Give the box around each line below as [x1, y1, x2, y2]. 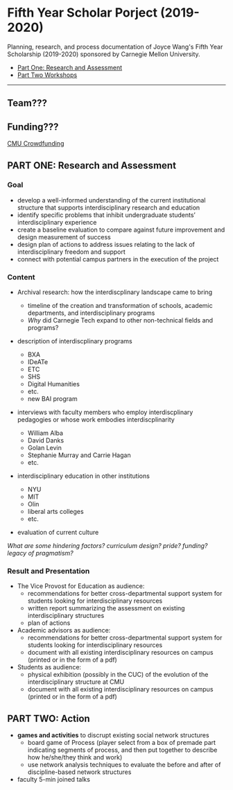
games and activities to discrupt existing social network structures [17, 731, 209, 739]
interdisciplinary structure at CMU [27, 678, 125, 686]
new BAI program [27, 395, 78, 403]
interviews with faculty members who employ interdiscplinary [17, 408, 193, 417]
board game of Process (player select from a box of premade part [27, 739, 216, 747]
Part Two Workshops [17, 71, 78, 79]
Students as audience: [17, 663, 82, 671]
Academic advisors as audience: [17, 626, 111, 635]
